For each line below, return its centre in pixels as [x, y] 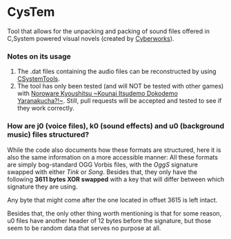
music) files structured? [48, 135]
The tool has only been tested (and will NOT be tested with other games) [120, 86]
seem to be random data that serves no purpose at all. [84, 228]
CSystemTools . [38, 79]
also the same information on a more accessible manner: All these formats [113, 157]
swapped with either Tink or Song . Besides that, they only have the [102, 172]
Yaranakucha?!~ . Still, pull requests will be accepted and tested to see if [119, 101]
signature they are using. [42, 187]
